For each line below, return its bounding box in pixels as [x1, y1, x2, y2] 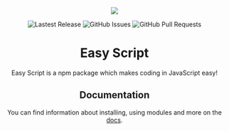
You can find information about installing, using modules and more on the [6, 108, 223, 117]
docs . [106, 115, 123, 124]
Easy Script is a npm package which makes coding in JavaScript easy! [11, 68, 218, 77]
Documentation [79, 89, 150, 101]
